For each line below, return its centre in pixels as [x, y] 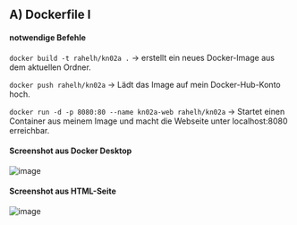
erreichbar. [30, 130]
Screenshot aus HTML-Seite [63, 191]
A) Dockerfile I [50, 15]
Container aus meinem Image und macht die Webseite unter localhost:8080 [148, 121]
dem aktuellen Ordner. [50, 67]
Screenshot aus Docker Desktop [71, 151]
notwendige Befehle [48, 37]
